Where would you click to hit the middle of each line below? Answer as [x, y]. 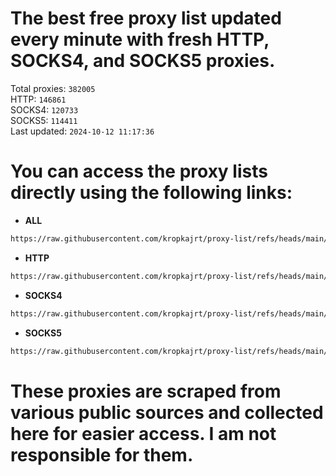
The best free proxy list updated [146, 18]
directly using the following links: [151, 193]
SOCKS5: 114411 [44, 120]
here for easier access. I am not [143, 433]
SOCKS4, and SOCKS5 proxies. [143, 61]
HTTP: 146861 [38, 99]
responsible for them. [102, 454]
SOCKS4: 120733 [44, 109]
